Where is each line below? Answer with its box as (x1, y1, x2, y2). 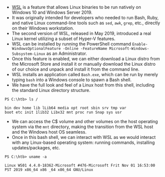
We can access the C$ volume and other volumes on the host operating (11, 119, 158, 124)
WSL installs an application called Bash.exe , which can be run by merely (11, 72, 159, 77)
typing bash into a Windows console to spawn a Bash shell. (11, 77, 132, 83)
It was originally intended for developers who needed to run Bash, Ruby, (11, 15, 159, 20)
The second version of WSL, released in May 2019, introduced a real (11, 31, 151, 36)
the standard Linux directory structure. (11, 88, 91, 93)
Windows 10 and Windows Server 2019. (11, 9, 92, 15)
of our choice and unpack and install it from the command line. (11, 66, 140, 72)
